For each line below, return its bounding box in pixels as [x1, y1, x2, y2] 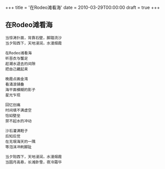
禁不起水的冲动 [5, 118, 32, 123]
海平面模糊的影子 [5, 87, 36, 92]
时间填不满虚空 [5, 108, 32, 113]
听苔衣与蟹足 [5, 56, 28, 61]
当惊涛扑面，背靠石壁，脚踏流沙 [5, 35, 62, 40]
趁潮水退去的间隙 [5, 61, 36, 66]
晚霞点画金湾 [5, 76, 28, 81]
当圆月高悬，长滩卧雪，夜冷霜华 [5, 159, 62, 164]
